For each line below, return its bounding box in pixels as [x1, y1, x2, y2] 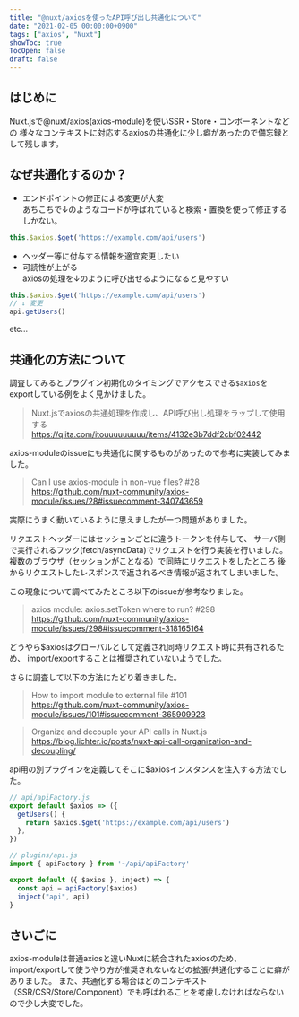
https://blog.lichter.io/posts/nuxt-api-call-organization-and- [30, 735, 252, 746]
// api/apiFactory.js [9, 793, 90, 802]
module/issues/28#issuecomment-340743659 [30, 495, 204, 506]
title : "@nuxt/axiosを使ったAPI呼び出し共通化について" [9, 13, 201, 22]
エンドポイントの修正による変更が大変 [21, 192, 164, 203]
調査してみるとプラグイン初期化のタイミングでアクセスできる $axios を [9, 377, 269, 388]
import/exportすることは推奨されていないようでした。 [26, 653, 226, 663]
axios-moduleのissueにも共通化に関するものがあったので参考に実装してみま [9, 447, 291, 458]
